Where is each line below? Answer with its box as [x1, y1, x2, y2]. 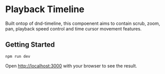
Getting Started [5, 41, 55, 49]
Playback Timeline [5, 4, 85, 15]
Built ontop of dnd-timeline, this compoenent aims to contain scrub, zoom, [5, 20, 160, 26]
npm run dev [5, 54, 30, 59]
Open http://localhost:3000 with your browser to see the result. [5, 62, 138, 69]
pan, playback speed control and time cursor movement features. [5, 25, 142, 31]
